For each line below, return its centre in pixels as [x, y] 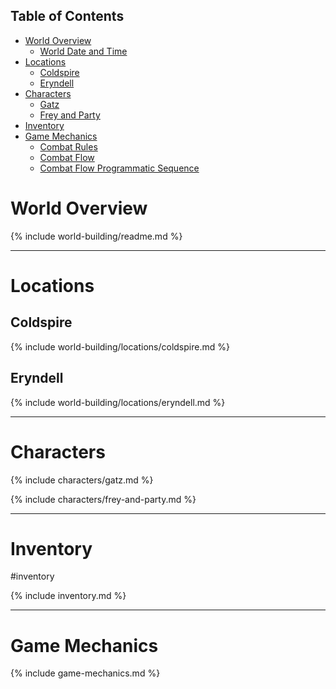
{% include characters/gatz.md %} [82, 480]
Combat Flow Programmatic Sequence [119, 168]
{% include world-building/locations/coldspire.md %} [120, 346]
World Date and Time [83, 51]
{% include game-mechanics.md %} [85, 673]
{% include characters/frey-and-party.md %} [103, 499]
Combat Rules [68, 146]
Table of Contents [67, 16]
